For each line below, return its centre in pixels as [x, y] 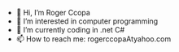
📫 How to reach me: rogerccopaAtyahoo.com [94, 39]
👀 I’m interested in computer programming [87, 21]
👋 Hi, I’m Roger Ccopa [53, 13]
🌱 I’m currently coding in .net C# [70, 30]
